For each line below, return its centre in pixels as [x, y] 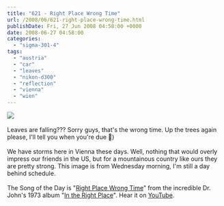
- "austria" [30, 58]
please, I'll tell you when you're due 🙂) [61, 137]
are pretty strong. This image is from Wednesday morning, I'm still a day [109, 166]
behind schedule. [31, 173]
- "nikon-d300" [35, 77]
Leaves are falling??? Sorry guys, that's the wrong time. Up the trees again [112, 130]
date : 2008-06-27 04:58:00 [45, 33]
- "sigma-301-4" [36, 45]
